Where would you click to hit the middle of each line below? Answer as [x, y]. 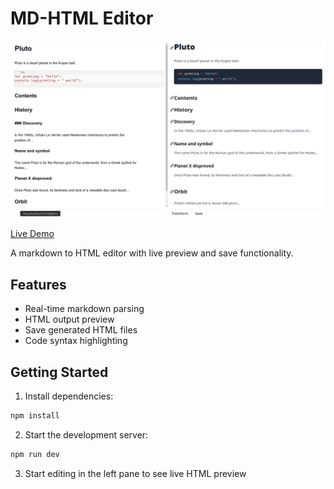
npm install [35, 416]
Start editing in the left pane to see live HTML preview [135, 473]
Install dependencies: [69, 396]
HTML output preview [69, 319]
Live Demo [32, 234]
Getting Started [59, 372]
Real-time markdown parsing [84, 309]
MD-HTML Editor [82, 18]
